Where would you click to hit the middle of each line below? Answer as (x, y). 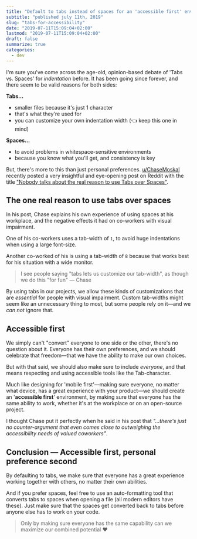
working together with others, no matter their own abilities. (77, 482)
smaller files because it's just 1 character (64, 107)
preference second (42, 461)
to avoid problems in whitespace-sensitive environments (83, 151)
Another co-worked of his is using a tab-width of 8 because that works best (98, 256)
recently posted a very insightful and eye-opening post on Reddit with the (95, 176)
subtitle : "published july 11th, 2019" (55, 17)
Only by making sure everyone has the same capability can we (96, 523)
